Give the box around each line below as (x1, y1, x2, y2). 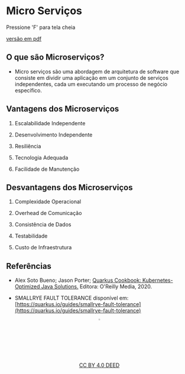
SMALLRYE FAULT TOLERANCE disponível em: (14, 294, 129, 302)
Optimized (14, 283, 40, 290)
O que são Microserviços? (6, 52, 105, 63)
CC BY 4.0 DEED (79, 362, 120, 369)
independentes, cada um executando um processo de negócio (14, 80, 167, 87)
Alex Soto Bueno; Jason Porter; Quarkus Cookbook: (14, 277, 141, 284)
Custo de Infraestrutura (14, 244, 72, 251)
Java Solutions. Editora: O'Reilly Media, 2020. (41, 283, 152, 290)
